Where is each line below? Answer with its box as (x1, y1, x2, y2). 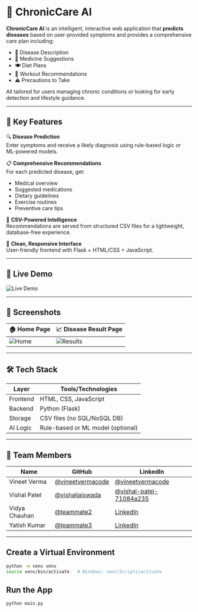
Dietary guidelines (14, 192, 59, 199)
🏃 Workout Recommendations (14, 70, 87, 77)
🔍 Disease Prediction (6, 133, 60, 140)
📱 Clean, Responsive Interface (6, 240, 82, 247)
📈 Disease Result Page (55, 325, 123, 333)
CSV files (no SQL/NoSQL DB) (39, 414, 124, 422)
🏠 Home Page (9, 325, 51, 333)
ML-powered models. (6, 148, 58, 155)
